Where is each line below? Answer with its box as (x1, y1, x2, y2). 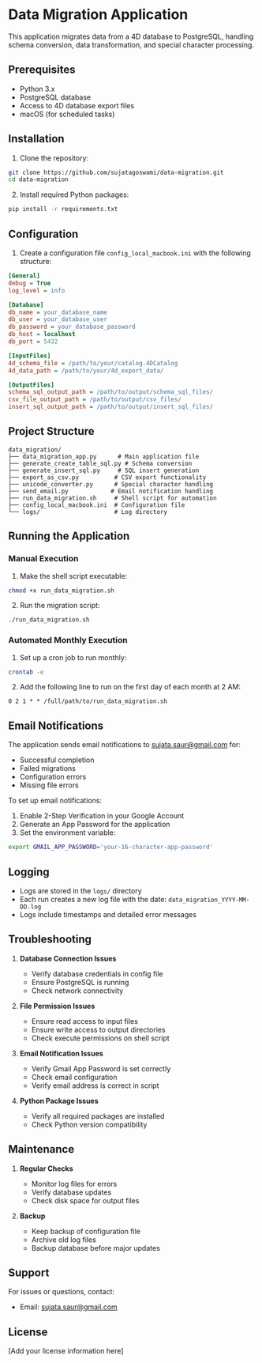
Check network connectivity (31, 986, 124, 995)
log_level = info (8, 286, 65, 294)
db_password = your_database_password (8, 323, 136, 331)
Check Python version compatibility (31, 1119, 148, 1129)
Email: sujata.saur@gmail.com (19, 1302, 118, 1312)
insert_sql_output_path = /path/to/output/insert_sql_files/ (8, 403, 214, 411)
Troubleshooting (8, 933, 92, 946)
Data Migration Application (8, 6, 189, 24)
